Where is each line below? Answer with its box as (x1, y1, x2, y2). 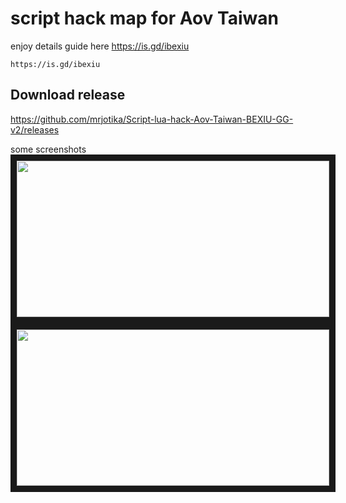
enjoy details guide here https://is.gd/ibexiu (10, 40, 190, 52)
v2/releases (10, 123, 60, 136)
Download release (10, 87, 126, 104)
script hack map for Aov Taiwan (10, 7, 279, 30)
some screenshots (10, 143, 87, 155)
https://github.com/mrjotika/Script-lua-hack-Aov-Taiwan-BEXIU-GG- (10, 113, 294, 125)
